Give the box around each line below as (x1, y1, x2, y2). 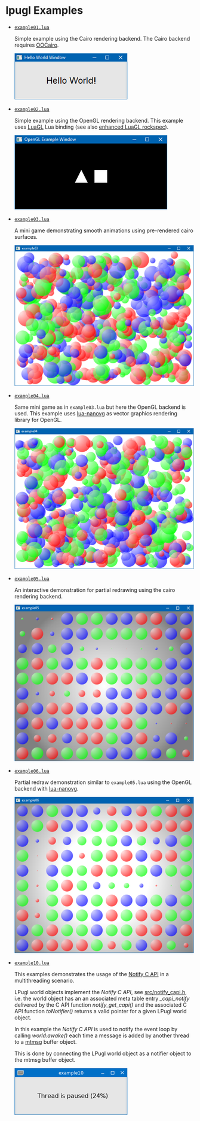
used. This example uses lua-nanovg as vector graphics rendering (14, 410, 177, 417)
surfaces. (14, 233, 38, 240)
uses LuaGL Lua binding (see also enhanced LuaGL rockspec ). (14, 123, 169, 130)
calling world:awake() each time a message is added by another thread (14, 1032, 189, 1039)
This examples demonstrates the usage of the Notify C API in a (14, 970, 170, 977)
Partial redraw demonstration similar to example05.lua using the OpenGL (14, 779, 192, 786)
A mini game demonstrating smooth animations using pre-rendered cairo (14, 227, 193, 234)
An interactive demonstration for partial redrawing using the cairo (14, 587, 176, 594)
